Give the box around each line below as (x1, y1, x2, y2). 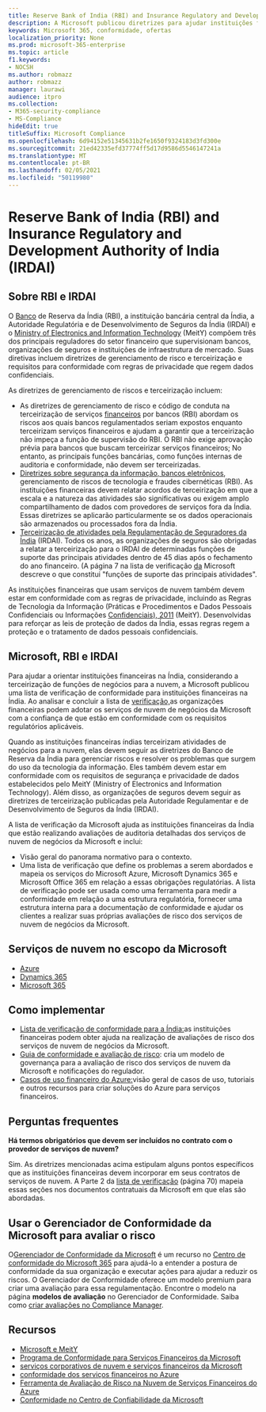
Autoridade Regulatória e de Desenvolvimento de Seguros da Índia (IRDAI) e (8, 319, 256, 329)
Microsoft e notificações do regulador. (19, 1066, 145, 1076)
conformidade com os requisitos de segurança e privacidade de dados (8, 770, 240, 780)
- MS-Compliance (8, 115, 62, 123)
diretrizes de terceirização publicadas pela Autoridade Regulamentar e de (8, 796, 249, 805)
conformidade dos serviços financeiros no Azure (19, 1369, 180, 1379)
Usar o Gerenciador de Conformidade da (8, 1216, 212, 1230)
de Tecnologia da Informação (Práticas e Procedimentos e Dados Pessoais (8, 601, 252, 611)
